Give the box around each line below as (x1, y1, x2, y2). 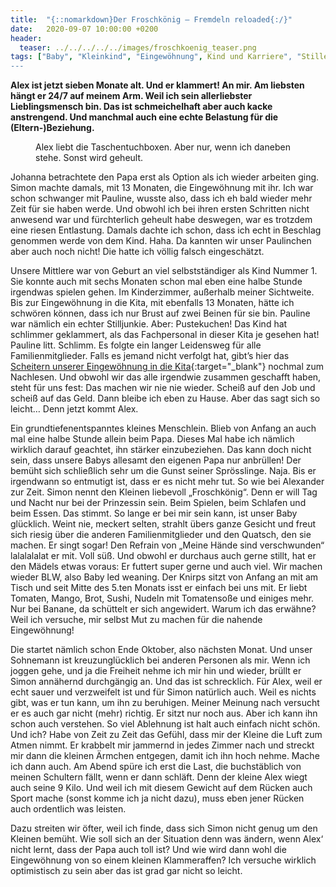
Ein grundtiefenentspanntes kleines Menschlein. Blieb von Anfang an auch (10, 422, 317, 435)
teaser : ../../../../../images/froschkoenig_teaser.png (19, 42, 257, 53)
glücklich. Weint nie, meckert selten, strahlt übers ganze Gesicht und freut (10, 518, 317, 530)
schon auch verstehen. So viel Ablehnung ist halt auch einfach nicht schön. (10, 718, 321, 730)
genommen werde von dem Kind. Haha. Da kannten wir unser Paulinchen (10, 235, 312, 247)
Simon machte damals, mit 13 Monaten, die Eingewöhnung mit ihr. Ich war (10, 182, 314, 194)
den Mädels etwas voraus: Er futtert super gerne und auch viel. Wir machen (10, 561, 323, 573)
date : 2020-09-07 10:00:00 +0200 (10, 24, 159, 34)
